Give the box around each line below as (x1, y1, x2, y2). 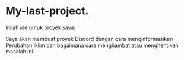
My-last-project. (5, 4, 89, 18)
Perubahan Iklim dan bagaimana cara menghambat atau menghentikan (5, 42, 179, 49)
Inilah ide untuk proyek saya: (5, 24, 75, 31)
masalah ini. (5, 48, 35, 55)
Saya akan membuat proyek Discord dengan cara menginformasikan (5, 35, 173, 42)
